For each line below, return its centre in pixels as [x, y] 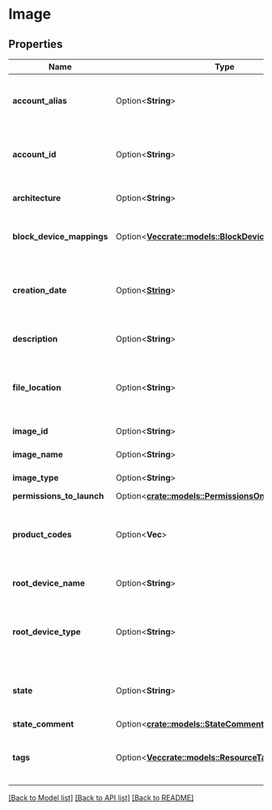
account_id [34, 154]
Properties [36, 44]
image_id [30, 431]
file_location [37, 388]
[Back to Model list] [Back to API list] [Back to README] [101, 798]
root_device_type [47, 632]
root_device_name [49, 583]
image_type [36, 478]
